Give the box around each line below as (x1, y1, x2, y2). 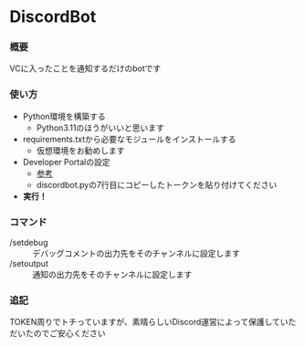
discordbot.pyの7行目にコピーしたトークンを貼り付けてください (36, 179, 278, 190)
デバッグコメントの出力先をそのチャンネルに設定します (32, 248, 240, 259)
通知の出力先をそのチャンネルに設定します (32, 269, 193, 280)
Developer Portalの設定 (22, 156, 110, 167)
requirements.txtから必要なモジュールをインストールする (22, 133, 237, 144)
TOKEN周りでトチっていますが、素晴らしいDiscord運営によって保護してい (9, 317, 289, 328)
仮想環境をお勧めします (36, 144, 125, 156)
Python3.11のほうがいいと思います (36, 121, 164, 133)
